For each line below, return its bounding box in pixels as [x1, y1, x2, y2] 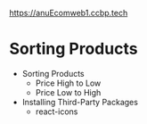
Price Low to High [35, 87, 102, 97]
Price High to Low [35, 78, 102, 88]
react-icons [35, 106, 78, 117]
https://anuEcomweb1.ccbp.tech [9, 8, 128, 18]
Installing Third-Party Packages [21, 96, 138, 107]
